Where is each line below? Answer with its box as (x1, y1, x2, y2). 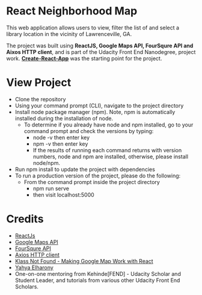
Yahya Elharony (14, 264, 54, 271)
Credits (6, 212, 44, 226)
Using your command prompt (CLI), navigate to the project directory (14, 102, 184, 109)
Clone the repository (14, 95, 66, 103)
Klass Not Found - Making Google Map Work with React (14, 257, 153, 264)
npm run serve (32, 185, 69, 192)
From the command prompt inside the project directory (23, 178, 161, 185)
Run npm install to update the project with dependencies (14, 165, 155, 173)
